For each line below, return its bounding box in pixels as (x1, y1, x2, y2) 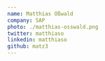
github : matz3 (7, 43, 49, 50)
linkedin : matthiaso (7, 36, 68, 43)
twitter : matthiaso (7, 29, 64, 37)
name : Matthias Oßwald (7, 10, 73, 18)
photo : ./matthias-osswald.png (7, 23, 99, 30)
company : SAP (7, 17, 45, 24)
